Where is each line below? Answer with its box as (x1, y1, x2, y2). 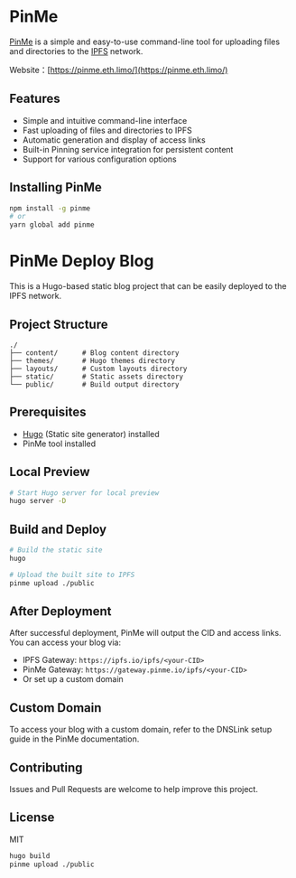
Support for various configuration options (22, 154, 178, 164)
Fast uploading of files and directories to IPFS (22, 125, 192, 135)
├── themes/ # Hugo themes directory (9, 356, 176, 365)
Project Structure (9, 316, 108, 332)
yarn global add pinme (9, 220, 95, 229)
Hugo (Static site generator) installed (22, 428, 160, 439)
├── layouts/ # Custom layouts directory (9, 364, 188, 373)
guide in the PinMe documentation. (9, 733, 140, 744)
